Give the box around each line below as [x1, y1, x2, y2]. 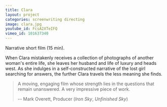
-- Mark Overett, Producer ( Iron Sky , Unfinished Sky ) [17, 96, 128, 102]
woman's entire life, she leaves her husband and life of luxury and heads [5, 60, 157, 66]
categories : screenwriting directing [5, 17, 85, 22]
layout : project [5, 12, 39, 17]
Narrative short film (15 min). [5, 45, 65, 51]
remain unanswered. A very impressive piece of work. [17, 86, 131, 92]
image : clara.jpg [5, 21, 42, 27]
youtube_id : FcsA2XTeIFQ [5, 26, 58, 31]
